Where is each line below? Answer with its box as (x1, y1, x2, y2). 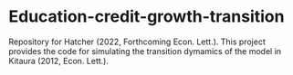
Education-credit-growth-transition (8, 6, 285, 27)
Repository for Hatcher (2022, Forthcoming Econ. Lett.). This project (8, 36, 266, 47)
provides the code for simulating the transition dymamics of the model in (8, 45, 282, 56)
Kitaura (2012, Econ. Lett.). (8, 55, 110, 66)
